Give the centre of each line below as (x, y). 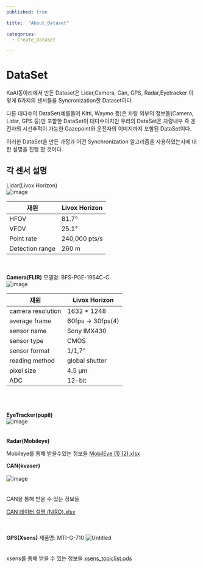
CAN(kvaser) (23, 466)
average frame (30, 321)
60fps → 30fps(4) (93, 321)
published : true (27, 12)
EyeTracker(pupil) (30, 415)
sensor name (28, 331)
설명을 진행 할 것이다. (38, 149)
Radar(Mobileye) (28, 441)
